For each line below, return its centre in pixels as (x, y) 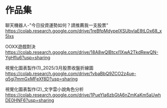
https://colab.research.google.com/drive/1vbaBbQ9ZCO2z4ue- (71, 73)
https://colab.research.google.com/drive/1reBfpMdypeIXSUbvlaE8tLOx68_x (83, 31)
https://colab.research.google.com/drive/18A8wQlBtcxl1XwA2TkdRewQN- (82, 52)
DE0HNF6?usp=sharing (30, 100)
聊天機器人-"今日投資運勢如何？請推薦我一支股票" (57, 25)
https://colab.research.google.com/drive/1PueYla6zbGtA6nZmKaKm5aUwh (83, 95)
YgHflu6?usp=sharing (28, 57)
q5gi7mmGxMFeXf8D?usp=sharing (41, 79)
